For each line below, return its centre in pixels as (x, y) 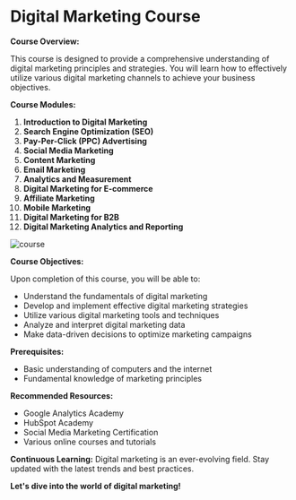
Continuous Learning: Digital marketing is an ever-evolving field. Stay (140, 459)
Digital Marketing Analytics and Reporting (103, 227)
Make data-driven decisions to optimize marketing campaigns (137, 334)
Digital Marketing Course (105, 17)
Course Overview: (45, 41)
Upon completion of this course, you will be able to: (105, 279)
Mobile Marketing (57, 207)
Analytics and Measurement (77, 179)
